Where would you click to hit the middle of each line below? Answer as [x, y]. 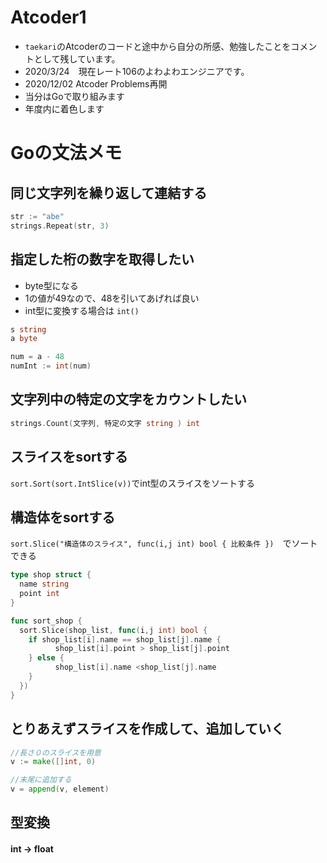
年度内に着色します [64, 108]
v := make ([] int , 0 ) [53, 762]
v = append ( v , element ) [60, 789]
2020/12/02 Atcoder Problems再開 [96, 83]
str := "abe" [37, 216]
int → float [32, 848]
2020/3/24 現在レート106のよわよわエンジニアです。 [137, 71]
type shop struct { [51, 575]
